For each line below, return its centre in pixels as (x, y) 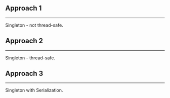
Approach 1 (24, 8)
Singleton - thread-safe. (30, 58)
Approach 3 (24, 74)
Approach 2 (24, 41)
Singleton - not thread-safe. (34, 25)
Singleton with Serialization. (34, 90)
